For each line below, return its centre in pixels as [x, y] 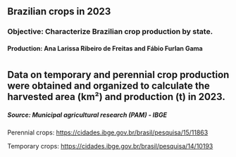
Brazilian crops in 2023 [59, 12]
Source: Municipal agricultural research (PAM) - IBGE [87, 115]
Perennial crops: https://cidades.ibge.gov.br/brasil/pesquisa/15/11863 [108, 132]
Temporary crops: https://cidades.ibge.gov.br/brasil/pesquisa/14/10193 [110, 146]
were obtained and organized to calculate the [108, 86]
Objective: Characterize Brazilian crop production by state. [110, 32]
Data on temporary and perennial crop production [118, 75]
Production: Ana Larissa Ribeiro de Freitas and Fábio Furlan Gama [105, 48]
